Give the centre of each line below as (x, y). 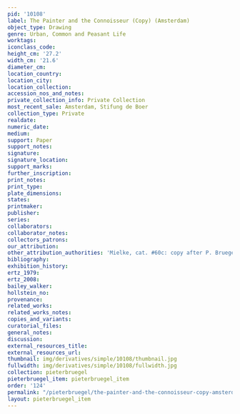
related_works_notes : (40, 313)
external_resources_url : (44, 353)
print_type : (25, 186)
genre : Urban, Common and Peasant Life (67, 34)
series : (19, 220)
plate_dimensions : (35, 193)
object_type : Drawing (40, 27)
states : (19, 200)
